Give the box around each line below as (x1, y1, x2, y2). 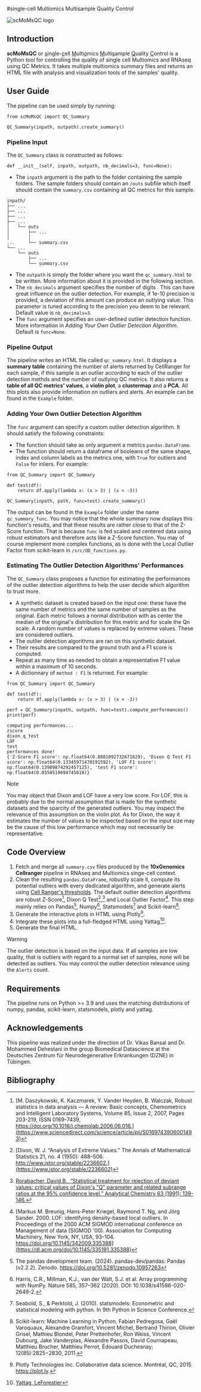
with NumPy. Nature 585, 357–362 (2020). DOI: (15, 1281, 132, 1289)
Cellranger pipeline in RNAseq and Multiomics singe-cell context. (15, 869, 177, 876)
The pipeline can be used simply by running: (7, 102, 116, 109)
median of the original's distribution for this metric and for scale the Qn (15, 618, 190, 625)
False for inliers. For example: (15, 460, 89, 467)
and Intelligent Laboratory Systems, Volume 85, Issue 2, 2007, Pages (15, 1109, 184, 1116)
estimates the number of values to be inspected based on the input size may (7, 817, 195, 824)
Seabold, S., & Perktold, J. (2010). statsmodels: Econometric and (15, 1299, 175, 1307)
